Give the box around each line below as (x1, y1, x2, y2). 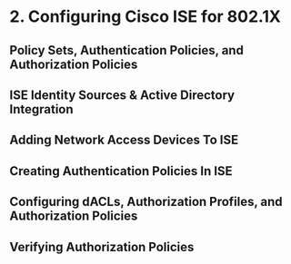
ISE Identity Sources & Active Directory (9, 87, 235, 103)
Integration (9, 102, 75, 117)
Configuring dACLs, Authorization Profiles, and (9, 194, 284, 210)
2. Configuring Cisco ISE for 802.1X (9, 6, 282, 27)
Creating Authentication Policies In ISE (9, 163, 234, 179)
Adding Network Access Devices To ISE (9, 132, 239, 148)
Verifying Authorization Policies (9, 239, 195, 255)
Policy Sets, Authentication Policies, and (9, 43, 244, 58)
